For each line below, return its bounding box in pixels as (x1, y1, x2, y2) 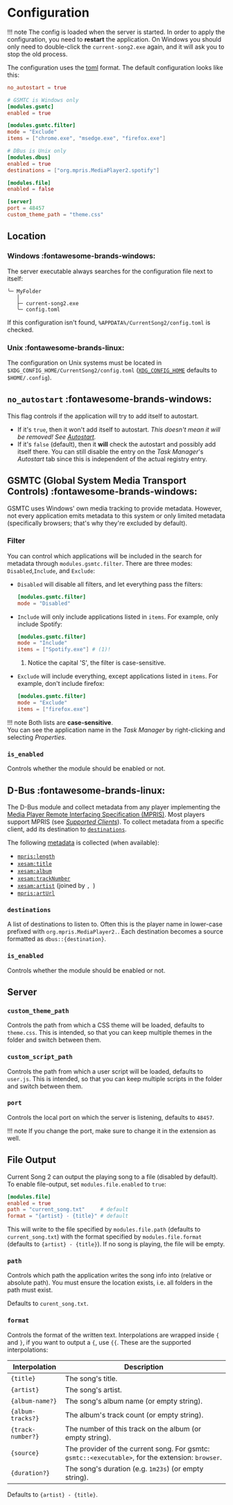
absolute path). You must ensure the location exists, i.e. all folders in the (7, 1278, 213, 1287)
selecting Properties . (7, 733, 67, 741)
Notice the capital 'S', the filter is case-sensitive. (27, 659, 166, 667)
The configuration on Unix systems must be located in (7, 359, 162, 367)
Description (123, 1361, 164, 1371)
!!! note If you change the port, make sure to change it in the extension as (7, 1126, 216, 1135)
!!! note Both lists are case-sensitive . (7, 718, 113, 726)
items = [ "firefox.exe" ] (17, 705, 89, 712)
